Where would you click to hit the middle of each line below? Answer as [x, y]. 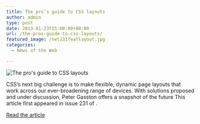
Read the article [26, 114]
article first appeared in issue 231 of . [52, 103]
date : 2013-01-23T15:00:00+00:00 [48, 28]
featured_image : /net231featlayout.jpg [56, 39]
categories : [21, 45]
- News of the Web [35, 51]
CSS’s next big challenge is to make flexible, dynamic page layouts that [93, 84]
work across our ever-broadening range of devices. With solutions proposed [100, 91]
